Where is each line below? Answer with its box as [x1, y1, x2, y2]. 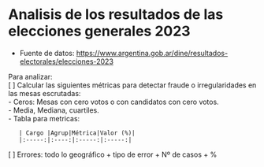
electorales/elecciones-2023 [19, 57, 114, 66]
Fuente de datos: [19, 48, 75, 58]
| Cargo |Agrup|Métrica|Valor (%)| [18, 128, 136, 137]
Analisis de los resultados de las [8, 6, 224, 24]
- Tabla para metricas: [8, 113, 80, 123]
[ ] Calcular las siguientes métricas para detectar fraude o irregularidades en [8, 80, 257, 90]
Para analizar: [8, 72, 53, 81]
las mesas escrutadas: [8, 88, 81, 98]
